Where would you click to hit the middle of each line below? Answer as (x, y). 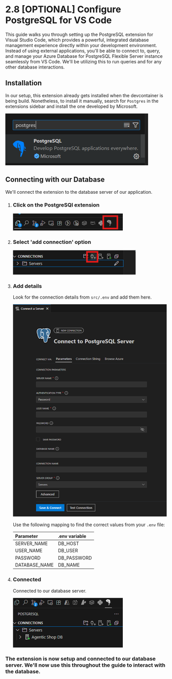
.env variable (72, 536)
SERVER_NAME (31, 544)
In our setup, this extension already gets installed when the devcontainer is (84, 95)
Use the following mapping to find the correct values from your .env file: (89, 525)
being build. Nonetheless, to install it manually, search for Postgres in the (82, 101)
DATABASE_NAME (34, 565)
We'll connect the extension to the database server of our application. (79, 192)
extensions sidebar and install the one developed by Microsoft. (72, 106)
